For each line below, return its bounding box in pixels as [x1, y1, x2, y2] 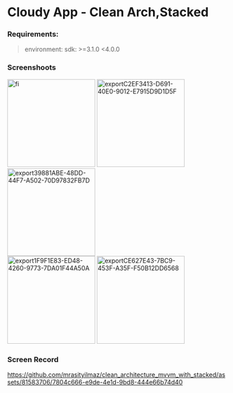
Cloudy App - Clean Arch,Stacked [7, 4, 209, 20]
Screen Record [7, 354, 59, 364]
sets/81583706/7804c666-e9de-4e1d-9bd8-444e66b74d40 [7, 378, 183, 387]
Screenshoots [7, 62, 56, 72]
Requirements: [7, 29, 59, 39]
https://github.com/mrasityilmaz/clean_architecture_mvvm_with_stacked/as [7, 371, 226, 379]
